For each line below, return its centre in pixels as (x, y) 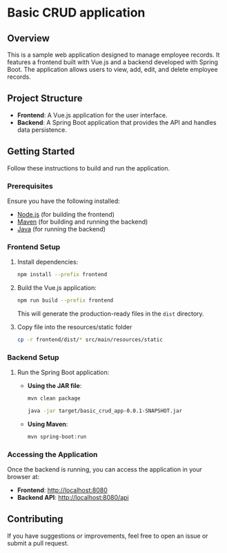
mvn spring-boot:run (57, 436)
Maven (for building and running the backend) (82, 222)
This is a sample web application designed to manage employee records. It (113, 55)
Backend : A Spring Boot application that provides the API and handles (117, 122)
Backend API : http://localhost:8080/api (73, 498)
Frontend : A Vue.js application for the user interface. (92, 115)
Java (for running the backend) (61, 229)
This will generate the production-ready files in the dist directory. (111, 313)
